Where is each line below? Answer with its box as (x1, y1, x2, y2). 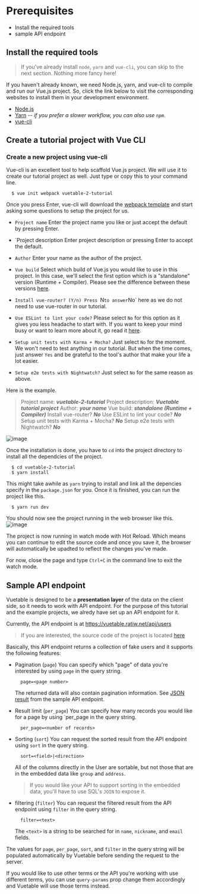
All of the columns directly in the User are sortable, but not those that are (14, 764, 194, 771)
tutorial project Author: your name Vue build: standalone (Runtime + (20, 404, 192, 412)
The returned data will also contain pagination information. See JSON (14, 689, 185, 697)
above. (14, 375, 32, 382)
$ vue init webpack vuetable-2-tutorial (11, 190, 113, 197)
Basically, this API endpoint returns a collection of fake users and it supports (6, 644, 193, 651)
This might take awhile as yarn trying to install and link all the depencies (6, 480, 182, 487)
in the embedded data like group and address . (14, 770, 126, 777)
